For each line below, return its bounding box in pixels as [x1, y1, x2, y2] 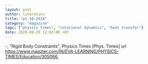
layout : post [5, 7, 32, 12]
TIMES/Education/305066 [5, 54, 58, 59]
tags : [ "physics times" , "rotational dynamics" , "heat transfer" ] [5, 25, 144, 30]
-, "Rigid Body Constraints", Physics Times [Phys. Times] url [5, 43, 126, 49]
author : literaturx [5, 12, 45, 17]
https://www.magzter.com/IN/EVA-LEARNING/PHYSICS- [5, 48, 119, 54]
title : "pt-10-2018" [5, 16, 48, 21]
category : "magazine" [5, 21, 49, 26]
